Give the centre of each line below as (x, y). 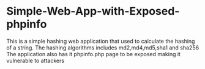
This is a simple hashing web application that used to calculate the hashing (101, 41)
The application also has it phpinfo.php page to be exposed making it (93, 54)
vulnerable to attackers (35, 60)
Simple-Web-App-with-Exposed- (93, 11)
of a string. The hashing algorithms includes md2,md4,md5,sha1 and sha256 (103, 48)
